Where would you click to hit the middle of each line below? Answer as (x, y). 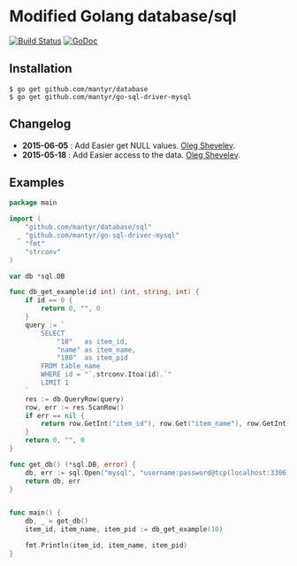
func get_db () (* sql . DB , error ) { (73, 464)
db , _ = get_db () (57, 521)
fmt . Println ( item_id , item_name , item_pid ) (107, 546)
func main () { (35, 513)
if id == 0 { (49, 300)
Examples (37, 182)
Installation (41, 69)
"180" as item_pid (92, 358)
